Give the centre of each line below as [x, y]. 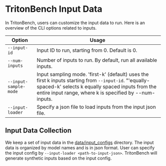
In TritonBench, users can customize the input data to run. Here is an [75, 23]
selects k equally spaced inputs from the [109, 86]
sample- [17, 86]
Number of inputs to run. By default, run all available [97, 60]
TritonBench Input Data [54, 9]
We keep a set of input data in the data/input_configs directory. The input [80, 142]
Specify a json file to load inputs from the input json [96, 107]
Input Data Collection [38, 131]
